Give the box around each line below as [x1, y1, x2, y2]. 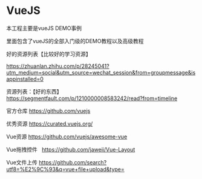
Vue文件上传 [6, 158, 38, 166]
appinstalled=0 [6, 75, 44, 83]
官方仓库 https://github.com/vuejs [6, 107, 91, 114]
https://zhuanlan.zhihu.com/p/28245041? [6, 62, 110, 70]
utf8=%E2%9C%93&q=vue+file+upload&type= [6, 165, 125, 173]
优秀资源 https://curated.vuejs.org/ [6, 120, 93, 127]
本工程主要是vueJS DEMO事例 [6, 24, 82, 32]
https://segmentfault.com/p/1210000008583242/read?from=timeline [6, 95, 178, 102]
